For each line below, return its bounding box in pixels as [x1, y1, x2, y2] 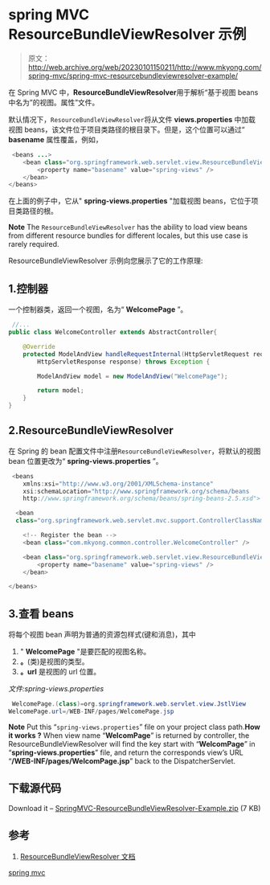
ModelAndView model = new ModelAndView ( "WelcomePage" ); [37, 372, 228, 380]
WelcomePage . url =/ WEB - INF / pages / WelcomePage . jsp [8, 707, 174, 715]
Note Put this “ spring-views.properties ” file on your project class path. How [8, 722, 261, 731]
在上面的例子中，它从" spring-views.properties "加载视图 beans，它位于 [8, 196, 252, 206]
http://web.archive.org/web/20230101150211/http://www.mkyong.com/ [27, 62, 262, 72]
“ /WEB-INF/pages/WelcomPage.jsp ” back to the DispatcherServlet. [8, 756, 235, 765]
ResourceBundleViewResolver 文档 [19, 851, 136, 861]
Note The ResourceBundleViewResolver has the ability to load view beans [8, 223, 247, 232]
